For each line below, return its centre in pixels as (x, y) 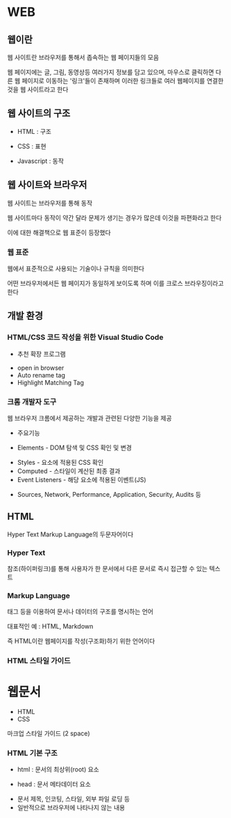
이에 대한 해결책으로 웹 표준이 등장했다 (59, 232)
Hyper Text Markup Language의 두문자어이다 (70, 534)
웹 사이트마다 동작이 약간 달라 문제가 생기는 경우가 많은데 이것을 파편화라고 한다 (114, 218)
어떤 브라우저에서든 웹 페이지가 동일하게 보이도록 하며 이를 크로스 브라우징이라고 (115, 283)
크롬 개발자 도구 (32, 402)
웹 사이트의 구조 (39, 113)
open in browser (41, 368)
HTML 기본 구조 (32, 753)
